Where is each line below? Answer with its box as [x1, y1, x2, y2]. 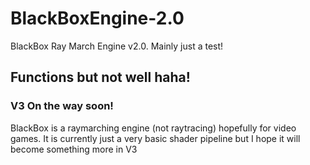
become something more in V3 [10, 143, 138, 155]
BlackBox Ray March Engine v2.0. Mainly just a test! [10, 40, 224, 52]
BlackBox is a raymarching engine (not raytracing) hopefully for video [10, 122, 297, 134]
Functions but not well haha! [10, 69, 191, 86]
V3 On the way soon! [10, 99, 114, 113]
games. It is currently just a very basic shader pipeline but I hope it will [10, 132, 301, 144]
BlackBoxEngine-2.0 [10, 7, 185, 30]
